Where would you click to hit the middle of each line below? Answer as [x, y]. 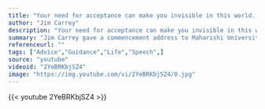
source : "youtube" [38, 60]
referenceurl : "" [37, 45]
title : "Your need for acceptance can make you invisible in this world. [132, 15]
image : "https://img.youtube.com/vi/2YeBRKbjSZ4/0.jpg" [102, 74]
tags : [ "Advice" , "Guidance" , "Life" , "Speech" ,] [86, 52]
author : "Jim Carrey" [44, 23]
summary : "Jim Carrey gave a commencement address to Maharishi [116, 38]
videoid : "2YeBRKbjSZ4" [47, 67]
